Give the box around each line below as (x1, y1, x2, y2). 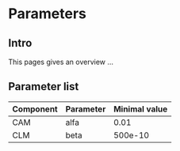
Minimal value (113, 104, 168, 115)
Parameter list (8, 80, 79, 93)
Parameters (8, 5, 87, 23)
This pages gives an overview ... (8, 57, 113, 66)
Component (12, 104, 58, 115)
